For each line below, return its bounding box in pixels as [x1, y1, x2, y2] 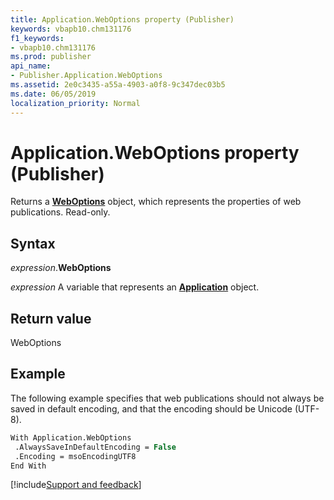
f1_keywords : [10, 33, 65, 43]
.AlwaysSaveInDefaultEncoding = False [14, 442, 177, 452]
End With [10, 461, 47, 471]
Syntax [10, 235, 56, 252]
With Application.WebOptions [10, 432, 132, 443]
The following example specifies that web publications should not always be [10, 392, 325, 404]
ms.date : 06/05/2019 [10, 89, 97, 99]
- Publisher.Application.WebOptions [10, 71, 163, 81]
